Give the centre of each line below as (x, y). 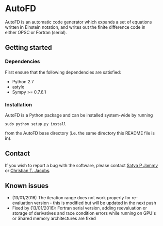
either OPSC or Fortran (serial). (36, 32)
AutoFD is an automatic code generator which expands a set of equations (79, 22)
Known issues (27, 186)
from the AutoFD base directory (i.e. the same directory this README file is (80, 133)
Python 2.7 (23, 81)
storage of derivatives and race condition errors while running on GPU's (84, 213)
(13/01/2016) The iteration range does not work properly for (71, 197)
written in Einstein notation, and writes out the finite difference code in (75, 27)
